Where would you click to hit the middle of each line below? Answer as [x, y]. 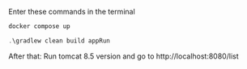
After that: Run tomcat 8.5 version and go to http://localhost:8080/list [123, 56]
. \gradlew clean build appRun [60, 41]
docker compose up [39, 26]
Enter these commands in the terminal [72, 12]
